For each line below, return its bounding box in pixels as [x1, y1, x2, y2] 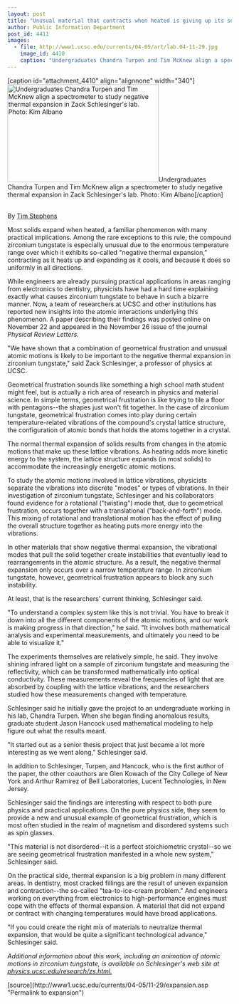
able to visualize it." [7, 638, 65, 647]
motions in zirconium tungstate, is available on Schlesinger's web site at [7, 959, 220, 968]
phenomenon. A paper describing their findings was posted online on [7, 315, 211, 323]
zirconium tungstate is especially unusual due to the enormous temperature [7, 240, 229, 249]
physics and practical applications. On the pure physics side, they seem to [7, 805, 225, 814]
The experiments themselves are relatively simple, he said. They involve [7, 652, 218, 661]
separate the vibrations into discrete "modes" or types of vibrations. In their [7, 483, 229, 492]
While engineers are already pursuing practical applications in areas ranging [7, 277, 231, 286]
